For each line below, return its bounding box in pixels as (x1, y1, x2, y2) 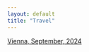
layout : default (7, 10, 55, 18)
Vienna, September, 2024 (7, 36, 83, 45)
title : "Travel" (7, 17, 55, 24)
